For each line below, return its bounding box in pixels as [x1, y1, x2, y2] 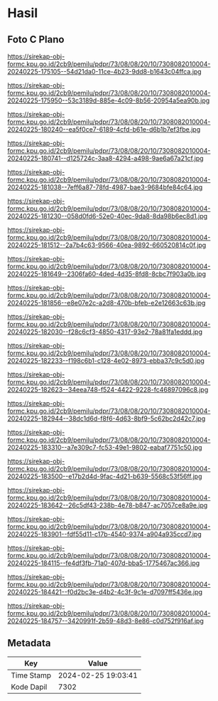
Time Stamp [11, 670, 52, 680]
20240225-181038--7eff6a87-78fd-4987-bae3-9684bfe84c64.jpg [7, 183, 203, 191]
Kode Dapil [11, 682, 48, 692]
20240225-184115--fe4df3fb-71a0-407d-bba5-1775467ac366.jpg [7, 559, 200, 567]
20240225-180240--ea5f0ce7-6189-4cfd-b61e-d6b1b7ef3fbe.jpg [7, 125, 201, 133]
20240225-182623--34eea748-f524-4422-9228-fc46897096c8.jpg [7, 386, 209, 394]
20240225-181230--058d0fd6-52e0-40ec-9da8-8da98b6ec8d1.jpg [7, 212, 208, 220]
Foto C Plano [7, 33, 65, 46]
